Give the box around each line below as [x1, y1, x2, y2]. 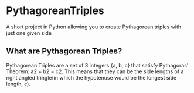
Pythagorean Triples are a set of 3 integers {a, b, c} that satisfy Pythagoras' [6, 62, 189, 69]
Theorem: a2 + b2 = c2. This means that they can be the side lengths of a [6, 68, 184, 75]
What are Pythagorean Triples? [6, 46, 122, 56]
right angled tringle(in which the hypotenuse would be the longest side [6, 74, 177, 81]
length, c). [6, 80, 31, 87]
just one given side [6, 29, 52, 36]
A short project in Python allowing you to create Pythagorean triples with [6, 23, 182, 30]
